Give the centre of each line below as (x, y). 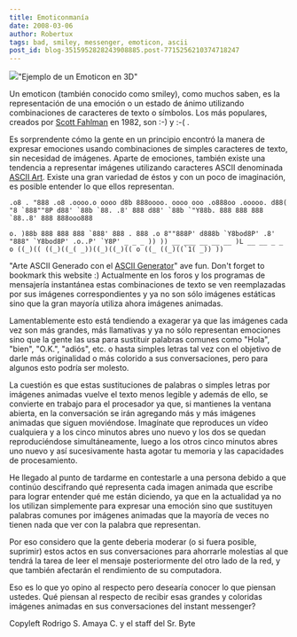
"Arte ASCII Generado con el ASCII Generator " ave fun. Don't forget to (137, 266)
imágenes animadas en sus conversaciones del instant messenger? (133, 606)
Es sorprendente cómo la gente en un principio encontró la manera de (137, 139)
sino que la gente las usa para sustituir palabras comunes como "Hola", (140, 340)
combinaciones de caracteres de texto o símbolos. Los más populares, (138, 113)
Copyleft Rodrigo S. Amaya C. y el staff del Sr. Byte (102, 624)
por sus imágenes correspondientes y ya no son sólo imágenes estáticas (143, 295)
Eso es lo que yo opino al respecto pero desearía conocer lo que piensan (143, 587)
